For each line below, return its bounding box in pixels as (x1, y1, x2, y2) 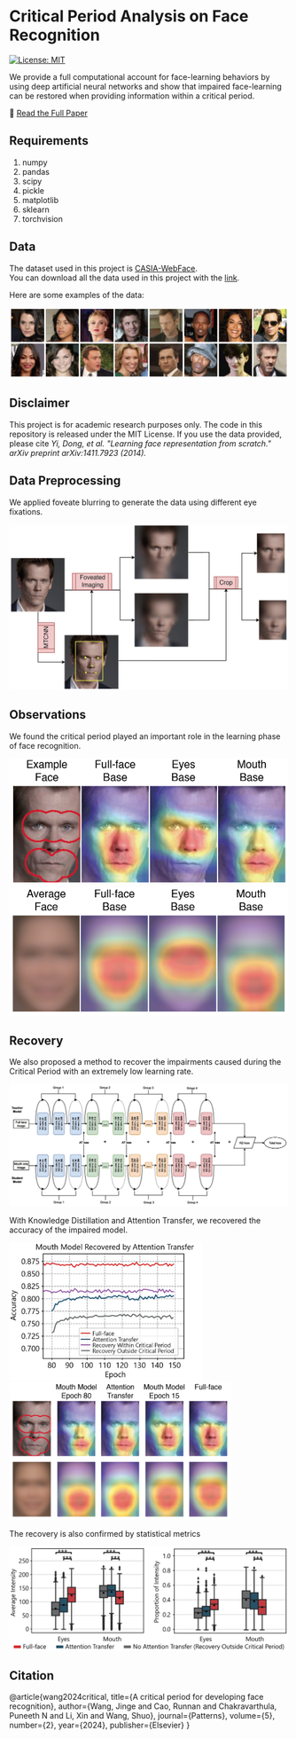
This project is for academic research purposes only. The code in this (9, 419, 263, 429)
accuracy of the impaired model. (9, 1224, 129, 1235)
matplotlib (21, 194, 59, 205)
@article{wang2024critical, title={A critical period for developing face (9, 1692, 264, 1703)
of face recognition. (9, 740, 82, 751)
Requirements (9, 133, 89, 148)
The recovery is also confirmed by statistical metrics (9, 1529, 201, 1539)
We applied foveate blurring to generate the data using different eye (9, 497, 257, 508)
